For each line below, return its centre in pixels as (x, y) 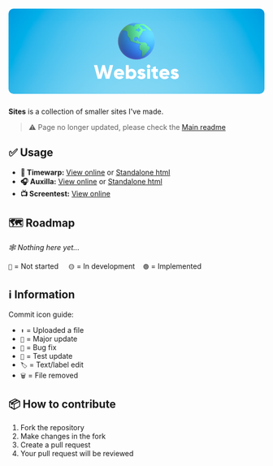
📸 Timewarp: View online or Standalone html (95, 172)
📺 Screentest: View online (65, 193)
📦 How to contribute (62, 404)
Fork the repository (52, 428)
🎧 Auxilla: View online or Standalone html (91, 181)
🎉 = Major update (49, 339)
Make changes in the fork (63, 436)
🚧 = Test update (46, 356)
